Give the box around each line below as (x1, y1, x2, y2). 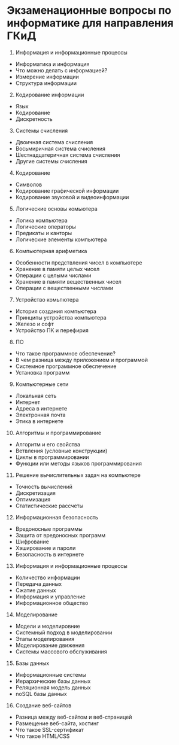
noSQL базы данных (15, 690, 68, 697)
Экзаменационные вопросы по (7, 4, 172, 17)
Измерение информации (15, 73, 80, 80)
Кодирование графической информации (15, 187, 119, 194)
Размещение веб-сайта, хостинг (15, 719, 99, 727)
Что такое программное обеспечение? (15, 349, 116, 357)
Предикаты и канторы (15, 229, 72, 236)
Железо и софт (15, 320, 54, 327)
